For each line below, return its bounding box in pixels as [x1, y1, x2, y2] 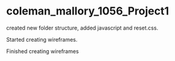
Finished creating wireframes [6, 47, 79, 55]
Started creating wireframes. [6, 36, 78, 43]
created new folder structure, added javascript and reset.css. [6, 24, 159, 31]
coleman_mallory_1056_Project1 [6, 4, 170, 18]
